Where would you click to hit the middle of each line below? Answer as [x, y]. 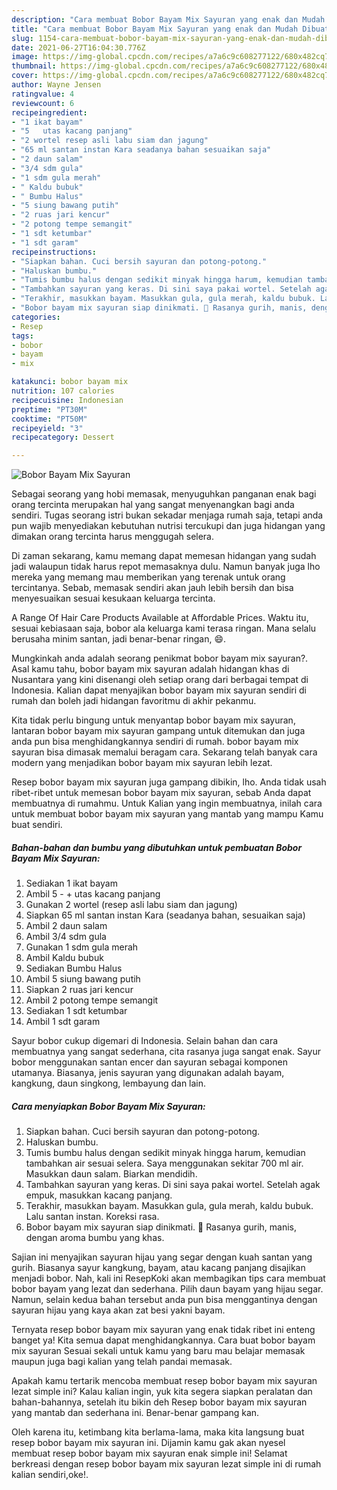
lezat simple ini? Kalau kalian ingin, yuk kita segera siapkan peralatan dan [162, 1392]
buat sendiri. [37, 825]
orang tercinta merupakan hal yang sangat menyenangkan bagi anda [153, 505]
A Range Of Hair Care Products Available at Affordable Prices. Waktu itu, [160, 618]
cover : [25, 76]
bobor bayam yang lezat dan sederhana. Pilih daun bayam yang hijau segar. [167, 1289]
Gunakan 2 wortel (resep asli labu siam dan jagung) [131, 905]
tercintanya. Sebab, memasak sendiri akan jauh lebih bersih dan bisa [152, 588]
